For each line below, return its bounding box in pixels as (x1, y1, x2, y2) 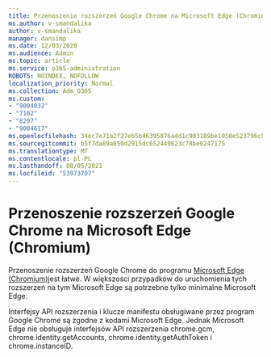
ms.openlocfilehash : (8, 132, 78, 140)
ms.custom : (8, 94, 45, 103)
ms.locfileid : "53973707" (8, 170, 95, 178)
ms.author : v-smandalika (8, 19, 92, 27)
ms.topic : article (8, 57, 70, 65)
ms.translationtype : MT (8, 147, 89, 155)
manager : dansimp (8, 34, 67, 43)
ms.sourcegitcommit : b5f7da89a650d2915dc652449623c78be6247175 (8, 139, 226, 148)
